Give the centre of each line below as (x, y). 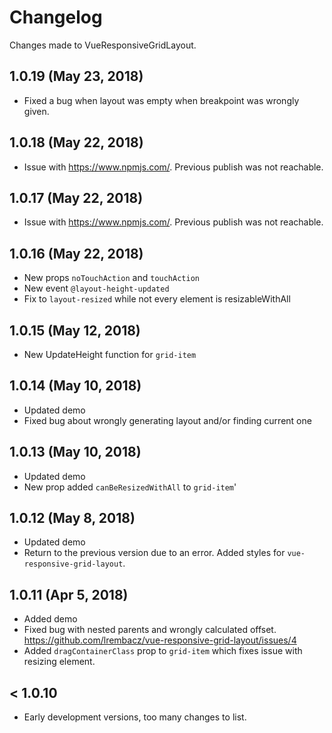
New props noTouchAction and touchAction (111, 278)
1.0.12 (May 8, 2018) (72, 518)
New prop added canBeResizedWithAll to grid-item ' (130, 487)
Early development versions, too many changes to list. (135, 717)
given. (36, 111)
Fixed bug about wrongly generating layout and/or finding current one (167, 420)
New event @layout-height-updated (96, 288)
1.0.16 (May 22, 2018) (76, 253)
